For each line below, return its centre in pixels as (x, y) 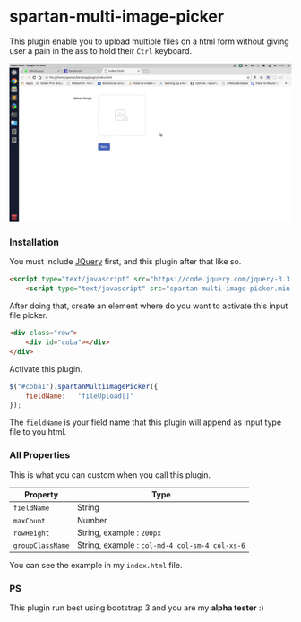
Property (42, 495)
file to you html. (38, 432)
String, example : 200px (119, 532)
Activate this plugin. (46, 368)
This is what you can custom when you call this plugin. (110, 475)
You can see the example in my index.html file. (96, 565)
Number (92, 520)
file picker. (28, 315)
